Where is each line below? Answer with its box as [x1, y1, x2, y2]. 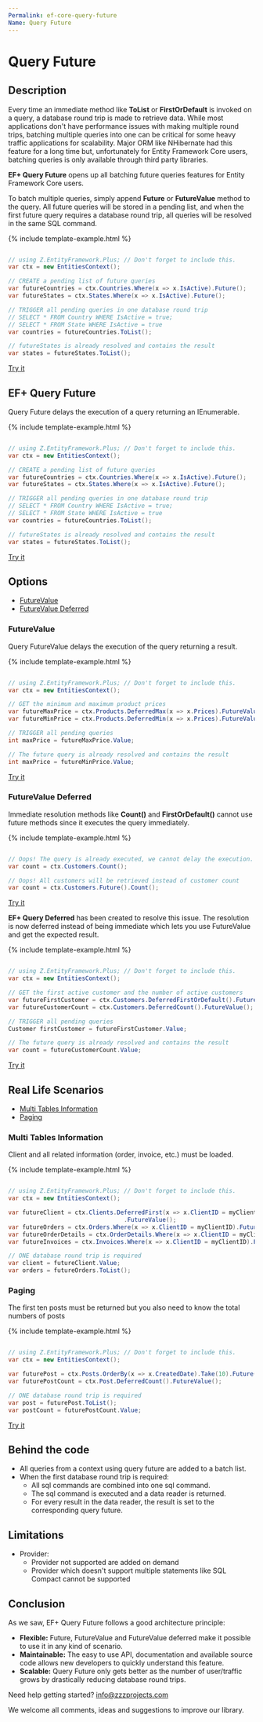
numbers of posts [8, 1311, 65, 1321]
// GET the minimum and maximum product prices [8, 700, 167, 708]
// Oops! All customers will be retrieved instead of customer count [8, 876, 240, 884]
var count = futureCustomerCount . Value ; [8, 1046, 142, 1055]
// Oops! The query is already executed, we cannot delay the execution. [8, 855, 254, 863]
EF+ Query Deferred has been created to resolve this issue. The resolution [8, 913, 250, 923]
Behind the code [8, 1442, 90, 1457]
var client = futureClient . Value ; [8, 1260, 121, 1267]
